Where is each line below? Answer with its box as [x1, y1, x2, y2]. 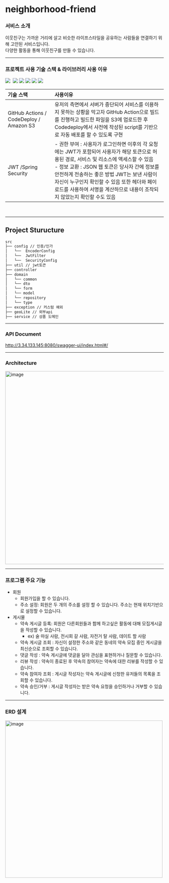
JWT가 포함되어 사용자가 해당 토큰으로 [65, 148, 151, 155]
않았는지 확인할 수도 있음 [60, 193, 116, 200]
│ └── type [5, 300, 33, 305]
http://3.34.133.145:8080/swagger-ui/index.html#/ [5, 342, 108, 348]
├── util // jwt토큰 [5, 263, 46, 268]
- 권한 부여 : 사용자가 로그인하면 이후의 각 [54, 140, 147, 147]
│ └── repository [5, 295, 46, 300]
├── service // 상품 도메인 [5, 314, 59, 319]
